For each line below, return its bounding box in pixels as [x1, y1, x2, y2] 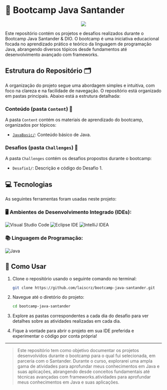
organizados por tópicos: [5, 122, 57, 128]
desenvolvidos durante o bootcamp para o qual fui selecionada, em [17, 353, 156, 359]
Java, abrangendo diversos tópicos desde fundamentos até [5, 46, 127, 52]
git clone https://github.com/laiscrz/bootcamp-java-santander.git [12, 285, 155, 290]
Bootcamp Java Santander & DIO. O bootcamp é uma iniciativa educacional [5, 35, 159, 41]
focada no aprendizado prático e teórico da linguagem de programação [5, 41, 152, 47]
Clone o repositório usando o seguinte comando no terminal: [12, 275, 137, 281]
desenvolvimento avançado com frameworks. [5, 51, 99, 57]
